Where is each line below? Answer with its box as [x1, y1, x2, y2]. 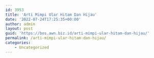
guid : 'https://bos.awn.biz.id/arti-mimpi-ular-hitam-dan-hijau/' [5, 31, 150, 36]
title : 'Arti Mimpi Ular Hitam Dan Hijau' [5, 12, 97, 17]
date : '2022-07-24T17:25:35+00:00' [5, 17, 81, 22]
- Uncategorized [14, 45, 50, 50]
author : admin [5, 21, 36, 27]
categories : [5, 40, 31, 45]
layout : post [5, 26, 33, 31]
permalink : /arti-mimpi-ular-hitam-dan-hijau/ [5, 36, 106, 41]
